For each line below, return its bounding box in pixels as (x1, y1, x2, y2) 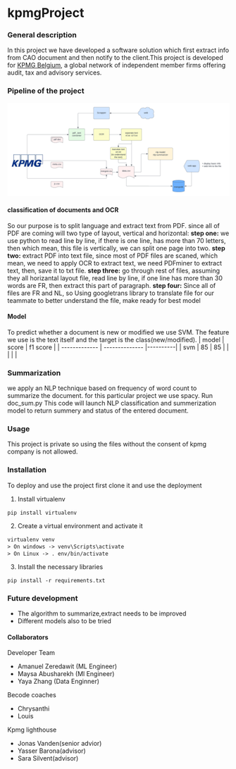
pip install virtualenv (7, 509, 77, 516)
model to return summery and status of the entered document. (7, 406, 189, 415)
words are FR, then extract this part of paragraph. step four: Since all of (7, 281, 216, 289)
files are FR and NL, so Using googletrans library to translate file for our (7, 289, 215, 297)
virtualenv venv (7, 536, 55, 543)
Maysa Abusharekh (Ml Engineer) (17, 670, 115, 678)
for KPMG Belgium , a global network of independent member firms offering (7, 61, 226, 70)
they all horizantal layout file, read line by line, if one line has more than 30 (7, 273, 223, 282)
